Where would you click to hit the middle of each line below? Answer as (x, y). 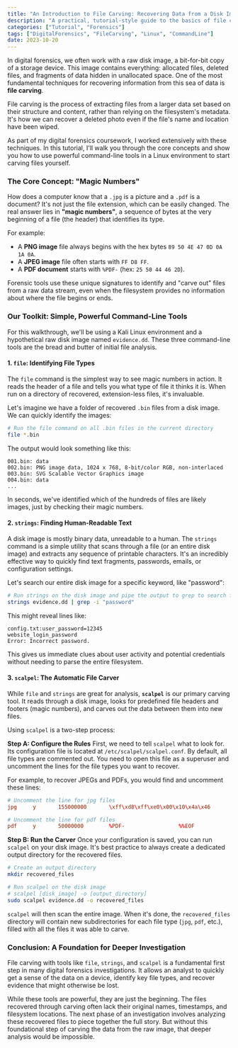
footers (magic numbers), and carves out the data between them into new (115, 708)
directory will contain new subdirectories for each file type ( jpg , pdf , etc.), (115, 921)
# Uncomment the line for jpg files (61, 800)
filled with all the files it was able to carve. (68, 929)
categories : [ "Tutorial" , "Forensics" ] (66, 27)
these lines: (24, 787)
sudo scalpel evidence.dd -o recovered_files (75, 900)
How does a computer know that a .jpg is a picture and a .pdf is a (104, 197)
